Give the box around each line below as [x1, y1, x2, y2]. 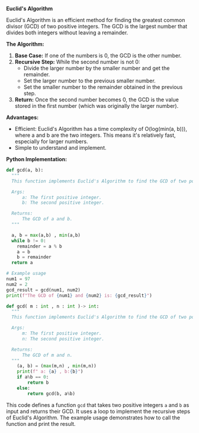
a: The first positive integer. [21, 194, 102, 200]
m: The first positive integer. [21, 331, 102, 336]
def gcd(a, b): [6, 167, 44, 173]
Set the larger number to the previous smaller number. [23, 77, 156, 84]
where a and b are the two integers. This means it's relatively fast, [14, 131, 176, 139]
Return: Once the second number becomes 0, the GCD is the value [14, 96, 179, 103]
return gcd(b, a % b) [27, 390, 76, 396]
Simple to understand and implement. [14, 145, 107, 151]
